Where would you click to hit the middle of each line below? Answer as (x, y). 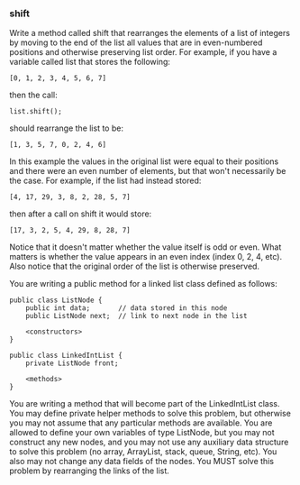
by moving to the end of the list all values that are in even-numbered (136, 42)
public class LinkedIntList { (66, 356)
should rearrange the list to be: (67, 128)
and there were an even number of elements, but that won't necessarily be (148, 171)
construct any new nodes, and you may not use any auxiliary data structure (149, 442)
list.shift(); (36, 112)
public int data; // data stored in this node (127, 308)
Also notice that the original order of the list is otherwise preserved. (134, 266)
